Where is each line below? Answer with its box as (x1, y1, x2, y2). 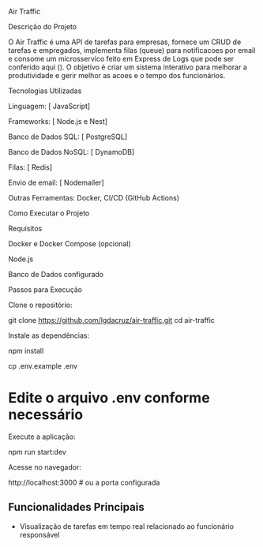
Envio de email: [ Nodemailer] (8, 178, 104, 187)
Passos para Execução (8, 285, 83, 294)
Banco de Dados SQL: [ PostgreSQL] (8, 132, 128, 141)
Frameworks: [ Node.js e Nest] (8, 117, 108, 126)
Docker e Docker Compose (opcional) (8, 239, 132, 248)
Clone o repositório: (8, 300, 73, 309)
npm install (8, 347, 44, 355)
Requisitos (8, 224, 43, 233)
